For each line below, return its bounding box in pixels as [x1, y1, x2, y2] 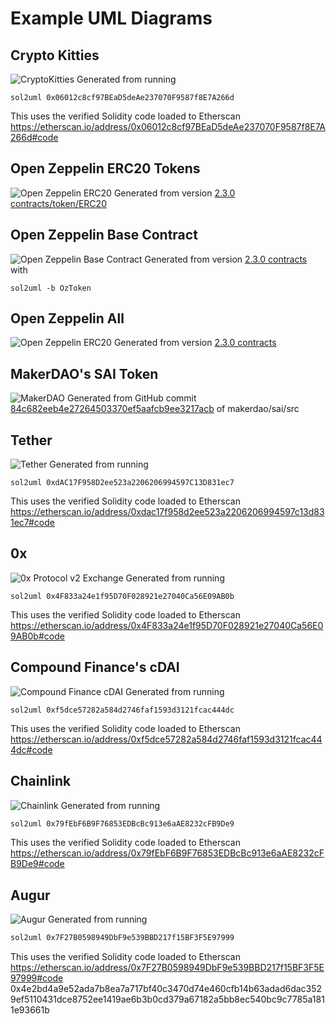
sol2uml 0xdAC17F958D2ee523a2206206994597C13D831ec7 [10, 478, 235, 488]
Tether [10, 432, 53, 449]
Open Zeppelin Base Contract [10, 227, 198, 244]
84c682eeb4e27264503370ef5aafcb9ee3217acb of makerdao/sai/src [10, 403, 300, 415]
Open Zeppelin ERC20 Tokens [10, 160, 201, 177]
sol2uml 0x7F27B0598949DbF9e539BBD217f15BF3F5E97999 [10, 933, 235, 943]
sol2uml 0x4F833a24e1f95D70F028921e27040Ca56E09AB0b [10, 591, 235, 601]
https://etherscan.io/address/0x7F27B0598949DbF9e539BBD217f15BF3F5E [10, 962, 325, 974]
